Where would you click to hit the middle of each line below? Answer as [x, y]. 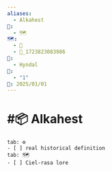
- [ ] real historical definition [56, 149]
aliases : [19, 13]
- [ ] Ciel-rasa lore [38, 163]
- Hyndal [26, 65]
